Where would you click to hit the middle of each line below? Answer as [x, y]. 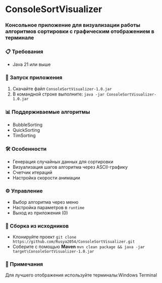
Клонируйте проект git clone [44, 237]
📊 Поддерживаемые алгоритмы [48, 112]
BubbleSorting [28, 125]
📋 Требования [24, 52]
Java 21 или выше [32, 65]
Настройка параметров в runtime [48, 207]
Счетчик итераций [32, 172]
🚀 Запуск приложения [34, 78]
